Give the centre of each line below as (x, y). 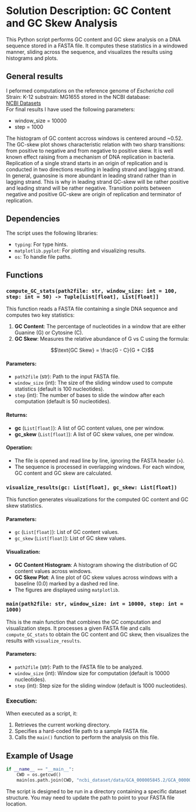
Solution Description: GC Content (88, 11)
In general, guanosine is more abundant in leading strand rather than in (91, 175)
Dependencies (33, 219)
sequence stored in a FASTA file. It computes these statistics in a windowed (97, 46)
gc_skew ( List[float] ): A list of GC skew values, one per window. (94, 434)
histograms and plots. (32, 58)
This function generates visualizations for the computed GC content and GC (97, 499)
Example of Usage (40, 756)
